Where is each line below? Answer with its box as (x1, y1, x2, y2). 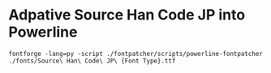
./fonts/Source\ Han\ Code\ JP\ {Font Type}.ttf (8, 57, 176, 65)
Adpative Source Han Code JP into (8, 6, 246, 24)
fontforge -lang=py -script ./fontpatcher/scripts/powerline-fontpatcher (8, 49, 264, 58)
